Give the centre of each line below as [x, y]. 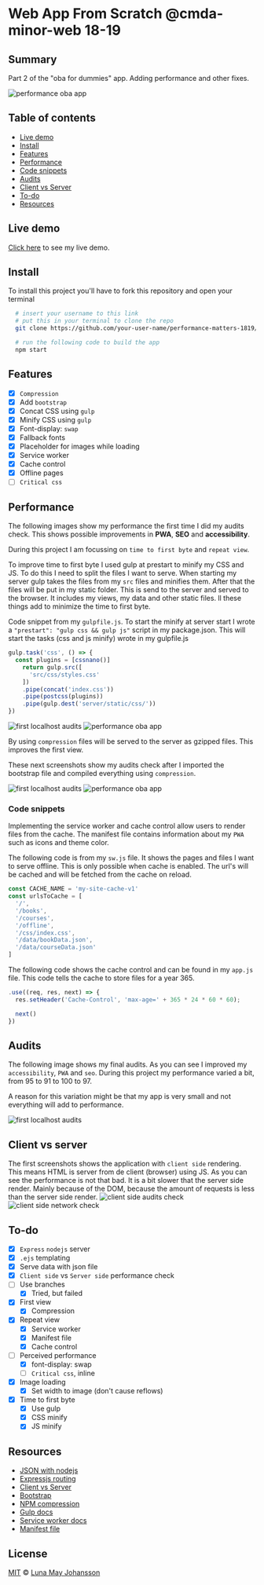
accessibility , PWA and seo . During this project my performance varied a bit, [131, 1073]
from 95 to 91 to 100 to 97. [50, 1082]
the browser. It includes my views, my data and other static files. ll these [125, 598]
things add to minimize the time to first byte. [79, 606]
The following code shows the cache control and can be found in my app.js [131, 970]
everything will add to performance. [66, 1105]
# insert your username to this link [77, 314]
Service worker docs [53, 1521]
